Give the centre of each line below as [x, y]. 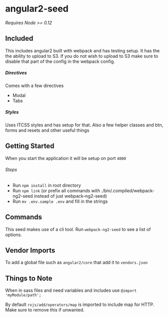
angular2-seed [37, 9]
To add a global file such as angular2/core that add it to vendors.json [76, 263]
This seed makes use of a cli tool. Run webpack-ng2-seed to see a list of [78, 229]
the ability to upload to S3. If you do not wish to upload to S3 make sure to [82, 56]
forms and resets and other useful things [47, 130]
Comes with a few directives [35, 86]
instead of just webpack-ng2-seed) [70, 196]
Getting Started [30, 146]
